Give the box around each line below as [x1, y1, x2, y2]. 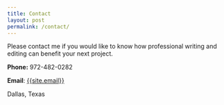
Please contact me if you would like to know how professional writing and [7, 42, 217, 51]
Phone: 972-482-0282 [7, 63, 73, 72]
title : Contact [7, 10, 51, 17]
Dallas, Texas [7, 90, 45, 98]
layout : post [7, 17, 45, 24]
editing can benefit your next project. [7, 49, 113, 58]
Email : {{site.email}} [7, 76, 64, 85]
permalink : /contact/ [7, 23, 70, 30]
